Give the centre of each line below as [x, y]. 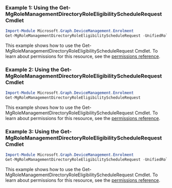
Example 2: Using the [32, 69]
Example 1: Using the [32, 8]
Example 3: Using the [33, 132]
